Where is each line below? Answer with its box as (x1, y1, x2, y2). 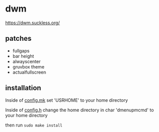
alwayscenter (12, 58, 41, 64)
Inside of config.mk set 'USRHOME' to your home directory (5, 97, 128, 103)
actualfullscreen (12, 69, 46, 75)
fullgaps (12, 47, 30, 53)
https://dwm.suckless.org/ (5, 20, 60, 26)
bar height (12, 53, 34, 59)
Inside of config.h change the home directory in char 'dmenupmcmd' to (5, 107, 154, 113)
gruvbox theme (12, 63, 44, 70)
